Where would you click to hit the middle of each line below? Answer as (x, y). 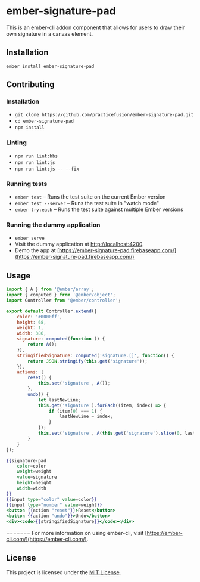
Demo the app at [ (37, 250)
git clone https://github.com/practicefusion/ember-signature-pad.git (104, 115)
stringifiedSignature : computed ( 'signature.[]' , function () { (96, 355)
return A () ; (43, 345)
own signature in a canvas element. (50, 33)
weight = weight (34, 472)
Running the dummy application (53, 225)
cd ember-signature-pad (44, 121)
